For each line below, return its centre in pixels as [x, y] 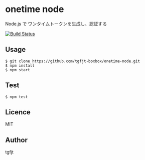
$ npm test [17, 97]
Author [16, 140]
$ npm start [18, 70]
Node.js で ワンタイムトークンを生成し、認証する [56, 24]
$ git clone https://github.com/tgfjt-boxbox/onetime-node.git [73, 61]
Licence [18, 112]
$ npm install [20, 65]
